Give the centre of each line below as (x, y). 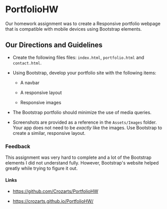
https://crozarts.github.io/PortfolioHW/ (53, 201)
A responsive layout (41, 92)
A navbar (30, 82)
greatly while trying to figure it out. (41, 168)
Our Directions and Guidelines (54, 45)
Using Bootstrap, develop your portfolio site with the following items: (85, 73)
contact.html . (27, 63)
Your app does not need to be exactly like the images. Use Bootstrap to (87, 127)
